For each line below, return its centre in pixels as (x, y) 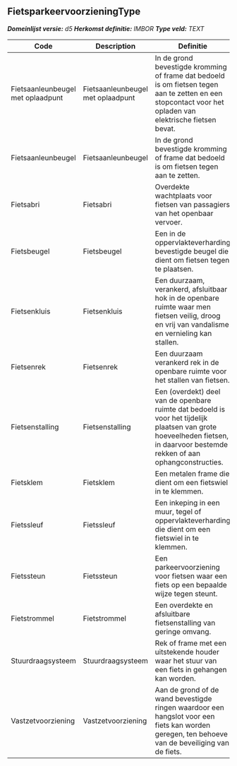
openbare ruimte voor (191, 371)
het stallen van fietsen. (193, 380)
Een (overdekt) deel (188, 391)
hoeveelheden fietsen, (192, 436)
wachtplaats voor (184, 196)
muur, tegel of (178, 511)
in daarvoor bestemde (191, 444)
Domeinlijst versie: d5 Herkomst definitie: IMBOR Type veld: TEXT (106, 28)
